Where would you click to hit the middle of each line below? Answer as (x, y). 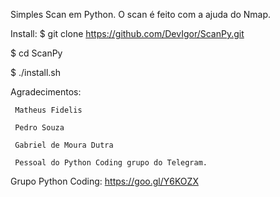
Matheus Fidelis (48, 110)
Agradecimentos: (46, 92)
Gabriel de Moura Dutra (64, 145)
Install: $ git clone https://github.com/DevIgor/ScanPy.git (127, 33)
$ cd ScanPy (36, 53)
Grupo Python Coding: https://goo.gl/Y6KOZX (104, 181)
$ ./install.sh (36, 72)
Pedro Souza (39, 128)
